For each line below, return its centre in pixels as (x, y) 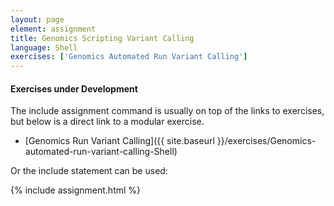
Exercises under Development (74, 88)
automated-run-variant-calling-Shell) (101, 152)
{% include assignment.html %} (76, 190)
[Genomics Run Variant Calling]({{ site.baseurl (119, 141)
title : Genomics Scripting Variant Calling (102, 38)
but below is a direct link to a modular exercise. (107, 122)
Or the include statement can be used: (89, 171)
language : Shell (44, 47)
